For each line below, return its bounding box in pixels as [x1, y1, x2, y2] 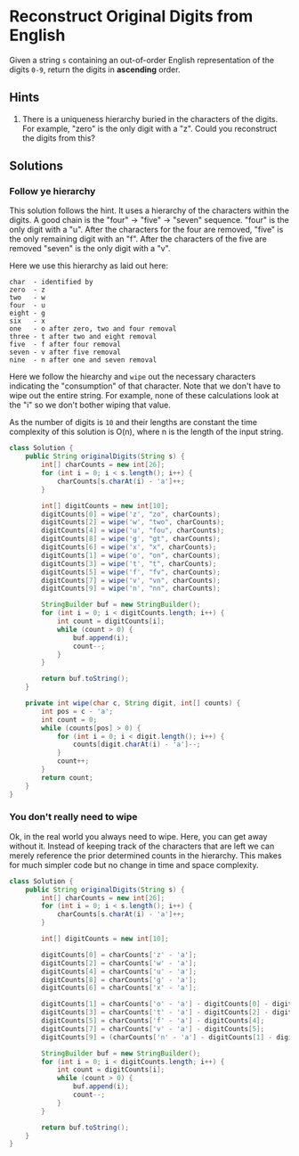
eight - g [9, 309, 46, 318]
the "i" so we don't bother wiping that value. [9, 399, 171, 411]
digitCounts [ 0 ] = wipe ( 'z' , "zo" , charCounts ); [41, 510, 221, 519]
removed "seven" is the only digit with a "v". [9, 243, 171, 254]
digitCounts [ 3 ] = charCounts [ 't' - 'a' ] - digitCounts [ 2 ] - [41, 1008, 269, 1017]
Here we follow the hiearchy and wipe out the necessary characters [9, 372, 256, 382]
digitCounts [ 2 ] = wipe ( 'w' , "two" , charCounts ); [41, 518, 225, 527]
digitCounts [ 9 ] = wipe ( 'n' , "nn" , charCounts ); [41, 584, 221, 594]
